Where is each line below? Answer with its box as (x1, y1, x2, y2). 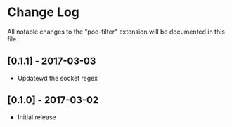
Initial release (17, 113, 56, 121)
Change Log (7, 4, 79, 20)
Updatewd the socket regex (17, 74, 98, 82)
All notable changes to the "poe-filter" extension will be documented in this (7, 27, 225, 36)
